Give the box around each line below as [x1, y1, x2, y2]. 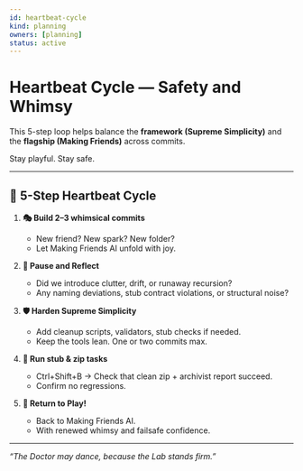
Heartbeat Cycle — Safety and [9, 78, 242, 97]
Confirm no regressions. [35, 381, 126, 391]
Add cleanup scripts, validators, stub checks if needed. [35, 327, 242, 337]
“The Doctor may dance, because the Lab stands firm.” [9, 451, 216, 461]
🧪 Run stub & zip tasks [22, 354, 108, 364]
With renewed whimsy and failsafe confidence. [35, 425, 211, 436]
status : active [9, 38, 67, 48]
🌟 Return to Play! [22, 398, 87, 409]
